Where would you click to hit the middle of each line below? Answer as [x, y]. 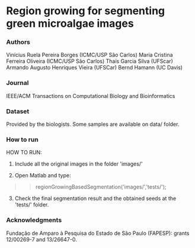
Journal [17, 83]
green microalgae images [70, 23]
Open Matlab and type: [43, 176]
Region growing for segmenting [86, 11]
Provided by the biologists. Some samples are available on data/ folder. [93, 124]
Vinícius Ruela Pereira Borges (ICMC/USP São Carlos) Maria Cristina [89, 55]
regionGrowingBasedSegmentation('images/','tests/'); [101, 187]
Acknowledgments [34, 220]
